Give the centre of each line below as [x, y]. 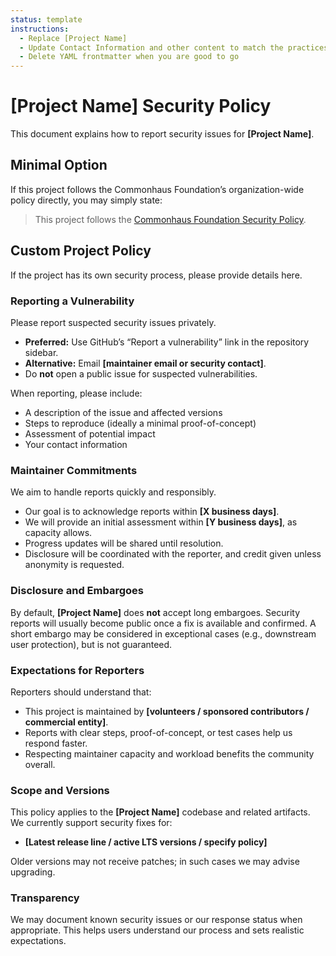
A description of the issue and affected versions [123, 412]
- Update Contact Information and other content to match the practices [174, 47]
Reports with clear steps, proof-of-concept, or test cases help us [158, 732]
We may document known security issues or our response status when [156, 920]
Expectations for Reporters [77, 670]
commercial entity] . [66, 722]
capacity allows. [58, 533]
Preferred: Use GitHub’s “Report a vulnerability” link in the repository [167, 342]
